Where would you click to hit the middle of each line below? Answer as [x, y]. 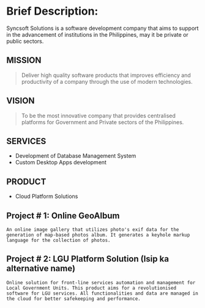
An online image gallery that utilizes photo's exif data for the [93, 230]
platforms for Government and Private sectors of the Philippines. [102, 122]
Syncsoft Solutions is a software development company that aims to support [102, 28]
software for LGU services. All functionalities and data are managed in [102, 293]
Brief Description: [52, 11]
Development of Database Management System [76, 156]
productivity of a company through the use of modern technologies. [107, 81]
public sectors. [25, 41]
